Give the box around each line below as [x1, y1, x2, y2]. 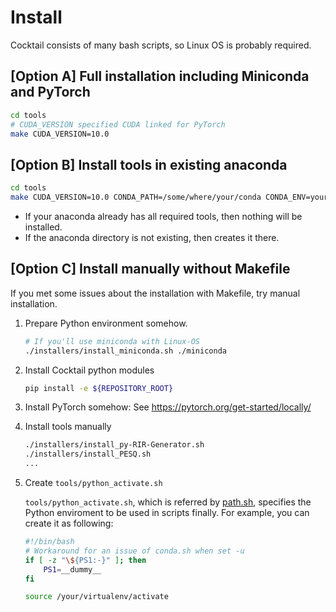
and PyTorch [10, 84, 91, 101]
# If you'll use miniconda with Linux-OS [24, 336, 200, 346]
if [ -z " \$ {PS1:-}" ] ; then [24, 555, 147, 565]
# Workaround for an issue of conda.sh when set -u [24, 546, 245, 556]
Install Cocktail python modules [24, 364, 155, 376]
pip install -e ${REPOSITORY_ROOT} [24, 383, 174, 393]
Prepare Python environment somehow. [24, 317, 188, 329]
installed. [24, 221, 63, 233]
